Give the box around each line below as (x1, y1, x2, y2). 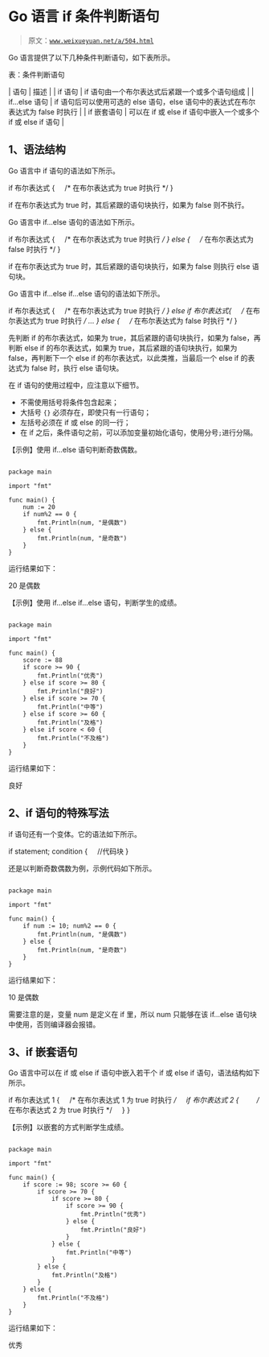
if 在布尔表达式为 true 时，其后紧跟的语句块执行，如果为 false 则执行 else (8, 261, 251, 271)
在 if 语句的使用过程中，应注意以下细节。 (8, 380, 144, 390)
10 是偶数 (8, 992, 39, 1002)
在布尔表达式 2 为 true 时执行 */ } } (8, 1105, 131, 1115)
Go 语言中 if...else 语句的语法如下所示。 (8, 217, 139, 226)
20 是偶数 (8, 581, 41, 590)
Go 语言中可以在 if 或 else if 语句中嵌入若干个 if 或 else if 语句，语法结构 (8, 1068, 247, 1078)
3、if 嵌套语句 (8, 1045, 78, 1059)
